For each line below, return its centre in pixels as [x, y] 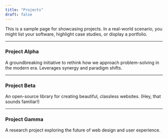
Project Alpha [22, 51]
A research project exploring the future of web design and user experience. [83, 130]
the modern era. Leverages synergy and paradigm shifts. [64, 67]
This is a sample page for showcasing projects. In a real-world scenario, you [84, 28]
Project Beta [20, 85]
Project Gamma [24, 119]
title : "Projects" [24, 10]
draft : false [19, 14]
